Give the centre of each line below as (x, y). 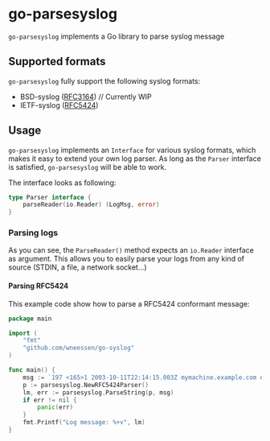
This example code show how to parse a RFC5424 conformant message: (129, 303)
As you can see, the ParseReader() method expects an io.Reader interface (131, 250)
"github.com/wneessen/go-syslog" (79, 348)
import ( (23, 333)
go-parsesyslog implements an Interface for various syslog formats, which (132, 150)
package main (30, 319)
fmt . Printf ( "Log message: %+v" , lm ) (84, 422)
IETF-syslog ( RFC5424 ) (59, 105)
